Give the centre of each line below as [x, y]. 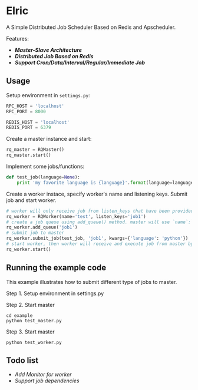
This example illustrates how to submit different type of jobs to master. [92, 282]
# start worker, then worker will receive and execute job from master [96, 244]
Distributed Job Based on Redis [54, 56]
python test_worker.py [34, 342]
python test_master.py [34, 320]
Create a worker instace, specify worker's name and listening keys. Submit [97, 194]
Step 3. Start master [30, 332]
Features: [18, 38]
